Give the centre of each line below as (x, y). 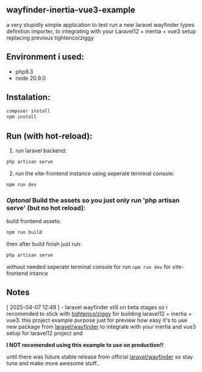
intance (39, 273)
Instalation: (28, 97)
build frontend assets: (34, 221)
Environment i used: (45, 57)
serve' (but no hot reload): (46, 208)
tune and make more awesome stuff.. (53, 363)
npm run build (24, 232)
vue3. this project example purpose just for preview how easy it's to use (97, 320)
